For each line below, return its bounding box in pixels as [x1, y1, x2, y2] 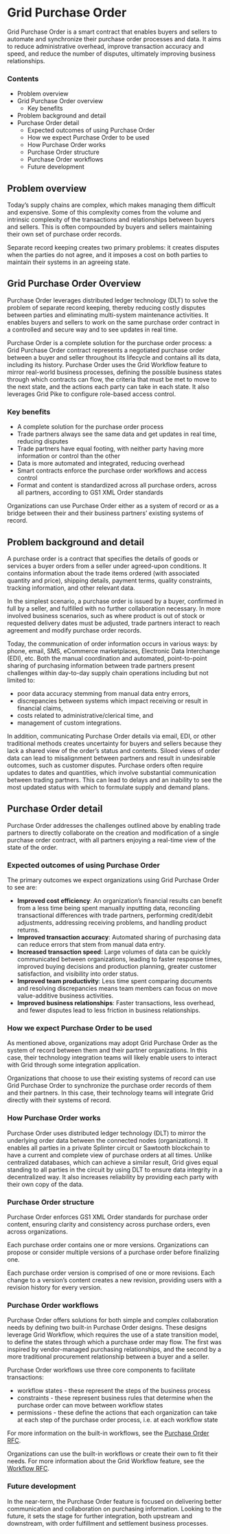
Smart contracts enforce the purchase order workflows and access [16, 466, 207, 475]
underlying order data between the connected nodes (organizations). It [7, 1136, 208, 1144]
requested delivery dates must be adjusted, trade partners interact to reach [7, 619, 220, 627]
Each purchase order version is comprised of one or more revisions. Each [7, 1269, 215, 1277]
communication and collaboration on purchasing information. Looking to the [7, 1504, 222, 1513]
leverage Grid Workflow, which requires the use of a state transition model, [7, 1330, 219, 1339]
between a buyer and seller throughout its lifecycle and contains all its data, [7, 353, 221, 362]
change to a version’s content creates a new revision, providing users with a [7, 1275, 222, 1284]
